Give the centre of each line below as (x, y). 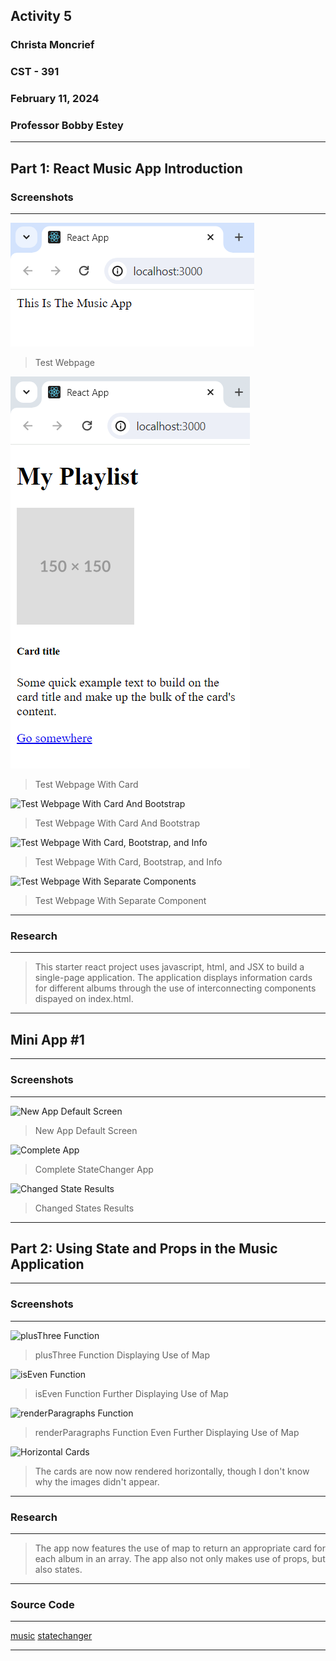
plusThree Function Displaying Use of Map (122, 1355)
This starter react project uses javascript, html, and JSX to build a (169, 967)
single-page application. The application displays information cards (173, 978)
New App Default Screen (86, 1130)
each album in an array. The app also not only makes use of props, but (180, 1558)
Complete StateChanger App (94, 1169)
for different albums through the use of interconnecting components (175, 988)
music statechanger (51, 1636)
